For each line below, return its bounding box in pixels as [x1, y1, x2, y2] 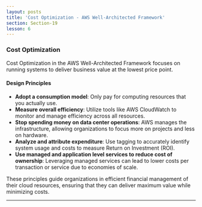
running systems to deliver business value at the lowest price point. [6, 66, 173, 73]
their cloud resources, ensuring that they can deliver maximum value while [6, 182, 191, 189]
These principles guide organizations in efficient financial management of [6, 175, 189, 182]
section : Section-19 [6, 20, 58, 26]
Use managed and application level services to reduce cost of [14, 150, 173, 158]
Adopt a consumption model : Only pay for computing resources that [14, 93, 186, 100]
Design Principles [6, 80, 52, 87]
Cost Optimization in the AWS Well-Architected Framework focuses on [6, 59, 180, 66]
